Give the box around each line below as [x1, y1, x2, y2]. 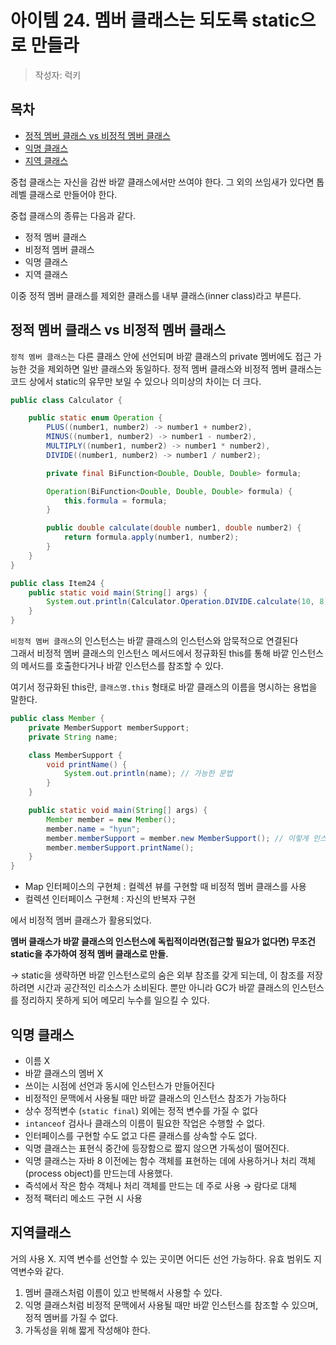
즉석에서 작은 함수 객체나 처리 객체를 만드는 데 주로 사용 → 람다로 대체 [24, 1180, 297, 1191]
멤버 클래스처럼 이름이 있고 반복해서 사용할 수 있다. [24, 1286, 223, 1298]
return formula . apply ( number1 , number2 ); [63, 532, 240, 543]
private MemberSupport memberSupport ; [28, 722, 190, 733]
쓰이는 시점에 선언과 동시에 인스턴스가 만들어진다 [24, 1080, 215, 1091]
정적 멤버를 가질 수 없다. [24, 1311, 119, 1323]
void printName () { [46, 759, 128, 770]
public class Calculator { [10, 395, 123, 405]
